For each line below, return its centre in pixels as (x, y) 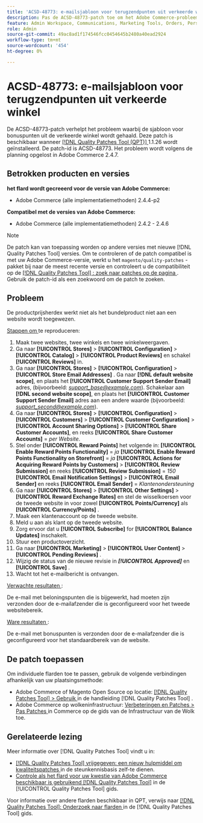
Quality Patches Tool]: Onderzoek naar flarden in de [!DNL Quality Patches (99, 807)
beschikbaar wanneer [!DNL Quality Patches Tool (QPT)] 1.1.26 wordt (92, 142)
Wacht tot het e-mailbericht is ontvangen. (67, 574)
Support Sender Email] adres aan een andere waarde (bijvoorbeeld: (100, 401)
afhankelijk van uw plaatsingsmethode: (55, 680)
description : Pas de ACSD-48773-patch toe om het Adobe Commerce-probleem (103, 18)
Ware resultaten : (28, 622)
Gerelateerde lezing (45, 737)
